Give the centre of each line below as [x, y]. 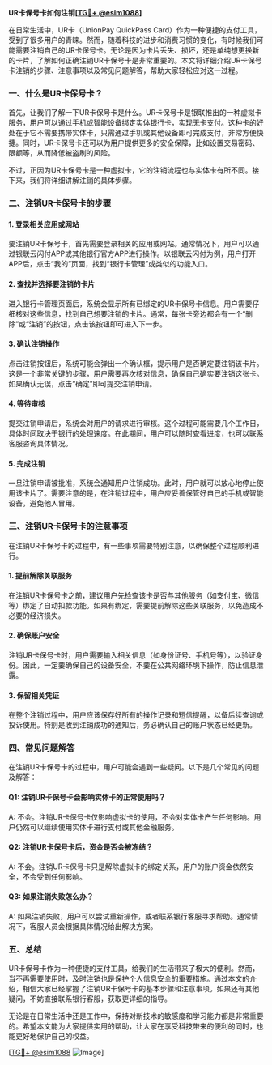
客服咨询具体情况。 [40, 444]
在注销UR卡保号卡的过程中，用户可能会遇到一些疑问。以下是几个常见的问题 [134, 767]
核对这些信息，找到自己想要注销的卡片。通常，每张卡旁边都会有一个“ [130, 313]
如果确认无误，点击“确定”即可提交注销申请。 [83, 383]
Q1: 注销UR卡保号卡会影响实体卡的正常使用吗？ [87, 798]
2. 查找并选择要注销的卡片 [52, 284]
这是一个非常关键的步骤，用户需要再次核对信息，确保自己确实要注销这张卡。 [136, 373]
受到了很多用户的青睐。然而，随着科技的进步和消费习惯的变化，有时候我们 [132, 40]
